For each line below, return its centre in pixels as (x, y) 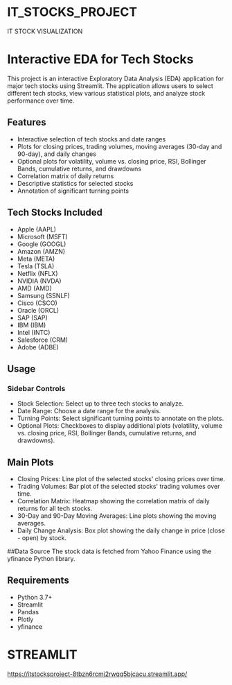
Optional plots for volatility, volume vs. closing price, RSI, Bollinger (111, 161)
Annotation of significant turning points (73, 191)
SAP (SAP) (33, 318)
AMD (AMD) (34, 288)
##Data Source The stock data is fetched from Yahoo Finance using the (109, 551)
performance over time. (41, 101)
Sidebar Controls (36, 388)
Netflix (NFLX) (37, 273)
